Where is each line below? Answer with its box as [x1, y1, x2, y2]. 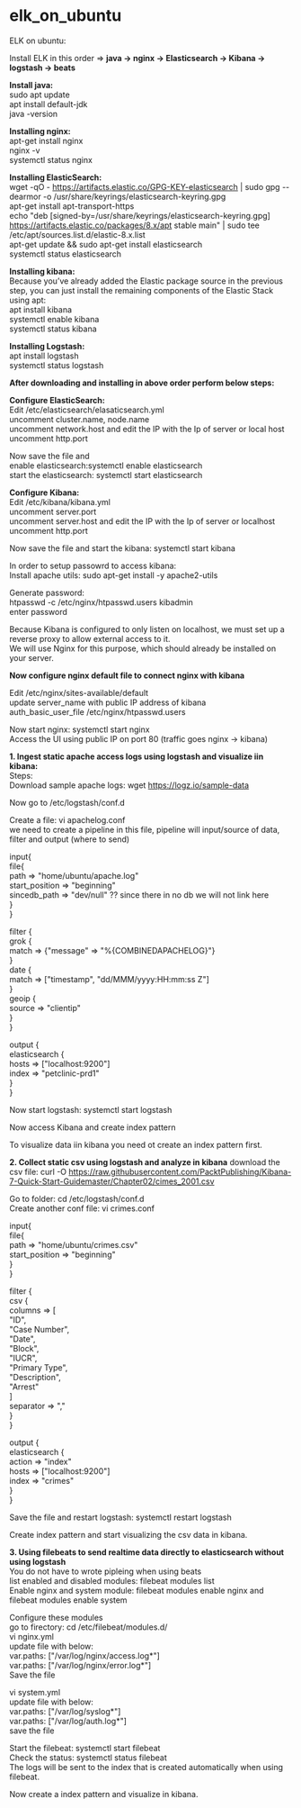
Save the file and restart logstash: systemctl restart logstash [9, 1512, 232, 1523]
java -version [9, 108, 58, 119]
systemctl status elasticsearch [9, 249, 122, 259]
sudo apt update [9, 89, 70, 100]
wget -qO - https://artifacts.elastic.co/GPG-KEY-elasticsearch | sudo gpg [9, 181, 280, 192]
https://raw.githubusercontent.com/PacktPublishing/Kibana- [68, 1166, 292, 1177]
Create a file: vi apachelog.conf [9, 814, 126, 825]
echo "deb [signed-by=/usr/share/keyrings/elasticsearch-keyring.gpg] [9, 210, 271, 221]
